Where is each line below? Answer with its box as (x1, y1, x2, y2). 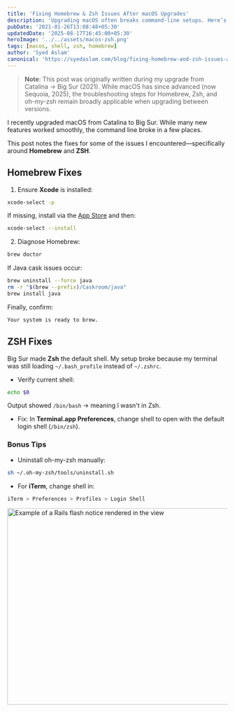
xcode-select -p (7, 198, 55, 206)
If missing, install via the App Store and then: (7, 211, 136, 220)
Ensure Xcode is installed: (17, 185, 93, 194)
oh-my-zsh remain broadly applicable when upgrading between (24, 97, 208, 106)
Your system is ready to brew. (7, 316, 99, 324)
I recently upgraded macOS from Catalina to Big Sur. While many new (7, 118, 208, 126)
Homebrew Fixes (7, 167, 83, 179)
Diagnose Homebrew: (17, 238, 80, 246)
